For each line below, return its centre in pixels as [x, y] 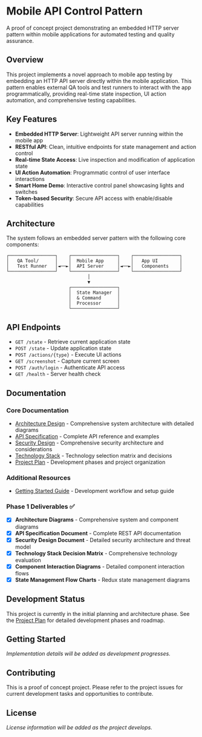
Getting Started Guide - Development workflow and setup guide [94, 491]
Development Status [46, 599]
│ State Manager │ [94, 293]
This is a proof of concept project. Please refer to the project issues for [95, 687]
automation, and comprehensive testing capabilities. [71, 100]
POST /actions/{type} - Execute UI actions [68, 355]
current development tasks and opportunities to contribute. [80, 694]
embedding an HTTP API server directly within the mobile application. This [99, 81]
